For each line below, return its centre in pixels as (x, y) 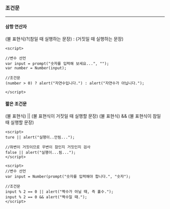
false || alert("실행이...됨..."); (40, 152)
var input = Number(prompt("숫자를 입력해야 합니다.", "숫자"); (68, 176)
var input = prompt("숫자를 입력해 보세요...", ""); (57, 64)
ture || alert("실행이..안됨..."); (40, 137)
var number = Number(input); (36, 68)
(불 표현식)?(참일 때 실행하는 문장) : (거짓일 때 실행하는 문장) (65, 38)
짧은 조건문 (16, 104)
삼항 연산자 (16, 26)
